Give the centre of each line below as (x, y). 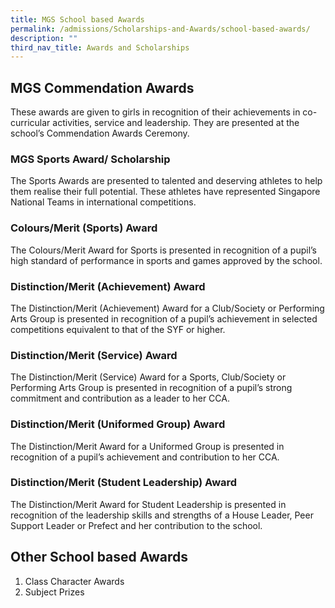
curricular (30, 123)
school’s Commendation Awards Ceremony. (100, 133)
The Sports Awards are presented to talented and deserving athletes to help (166, 181)
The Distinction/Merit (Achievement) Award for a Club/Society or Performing (167, 308)
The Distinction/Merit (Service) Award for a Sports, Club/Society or (148, 377)
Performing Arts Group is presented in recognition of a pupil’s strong (151, 388)
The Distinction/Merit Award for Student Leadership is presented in (148, 504)
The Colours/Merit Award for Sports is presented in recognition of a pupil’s (164, 250)
